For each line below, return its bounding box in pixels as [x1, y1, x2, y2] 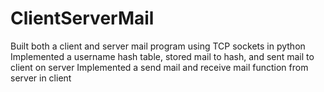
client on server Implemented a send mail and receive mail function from [10, 61, 309, 73]
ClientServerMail [10, 7, 155, 30]
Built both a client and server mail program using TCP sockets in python [10, 40, 306, 52]
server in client [10, 72, 72, 84]
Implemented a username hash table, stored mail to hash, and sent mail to [10, 50, 315, 62]
